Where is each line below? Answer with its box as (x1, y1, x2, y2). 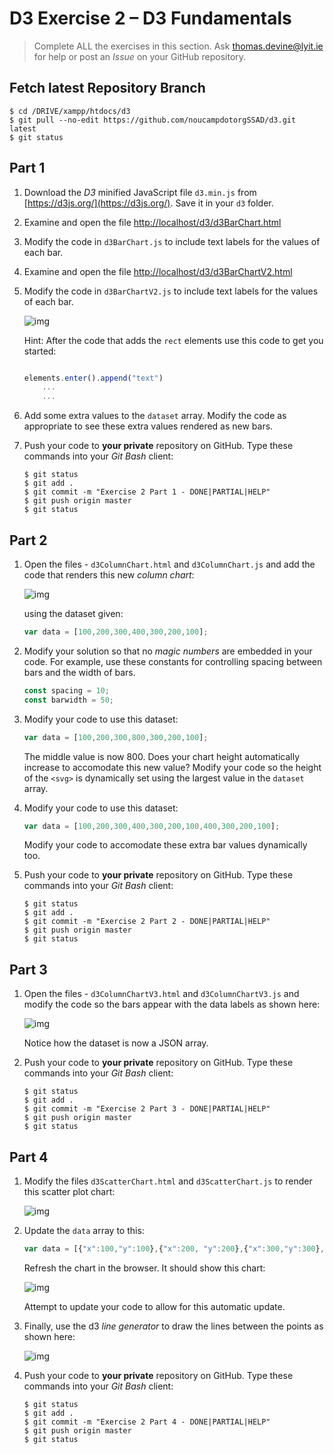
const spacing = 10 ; (23, 685, 110, 696)
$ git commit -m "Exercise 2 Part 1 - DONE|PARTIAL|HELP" (23, 487, 271, 497)
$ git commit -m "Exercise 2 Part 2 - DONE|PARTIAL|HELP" (23, 917, 271, 927)
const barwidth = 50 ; (23, 695, 115, 705)
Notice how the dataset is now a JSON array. (23, 1037, 209, 1049)
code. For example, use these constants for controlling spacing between (23, 655, 323, 667)
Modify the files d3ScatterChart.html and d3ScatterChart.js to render (23, 1175, 313, 1187)
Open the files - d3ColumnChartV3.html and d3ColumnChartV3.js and (23, 988, 300, 1000)
